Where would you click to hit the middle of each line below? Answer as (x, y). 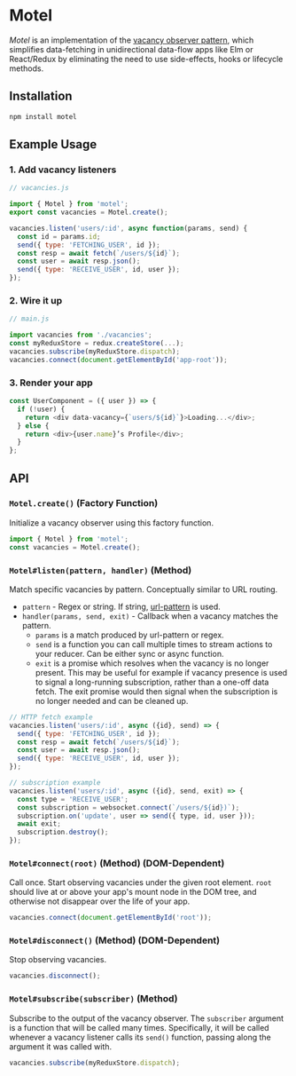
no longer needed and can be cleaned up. (112, 700)
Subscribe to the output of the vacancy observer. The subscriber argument (147, 1018)
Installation (41, 96)
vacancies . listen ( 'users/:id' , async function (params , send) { (129, 228)
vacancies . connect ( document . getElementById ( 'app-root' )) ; (118, 360)
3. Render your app (51, 383)
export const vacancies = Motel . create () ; (89, 213)
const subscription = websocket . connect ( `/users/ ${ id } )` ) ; (129, 807)
